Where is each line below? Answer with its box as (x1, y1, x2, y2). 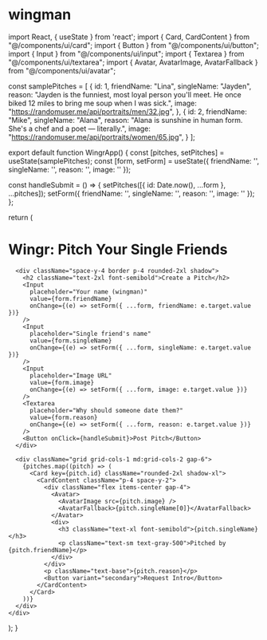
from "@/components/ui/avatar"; (8, 65, 116, 75)
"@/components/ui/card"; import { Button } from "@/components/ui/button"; (8, 40, 259, 49)
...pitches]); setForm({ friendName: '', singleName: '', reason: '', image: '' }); (8, 188, 255, 198)
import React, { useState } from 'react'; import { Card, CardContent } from (8, 32, 249, 41)
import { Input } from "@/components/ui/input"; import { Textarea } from (8, 49, 245, 58)
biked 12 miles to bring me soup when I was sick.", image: (8, 98, 198, 108)
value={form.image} (29, 378, 94, 386)
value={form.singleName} (29, 337, 112, 345)
